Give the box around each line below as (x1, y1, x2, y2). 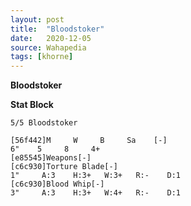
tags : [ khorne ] (10, 52, 74, 62)
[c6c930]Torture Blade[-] (10, 162, 118, 172)
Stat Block (10, 99, 54, 111)
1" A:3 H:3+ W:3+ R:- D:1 (10, 171, 182, 181)
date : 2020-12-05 (10, 33, 92, 43)
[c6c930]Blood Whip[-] (10, 179, 105, 190)
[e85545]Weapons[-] (10, 153, 92, 163)
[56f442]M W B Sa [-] (10, 136, 168, 146)
